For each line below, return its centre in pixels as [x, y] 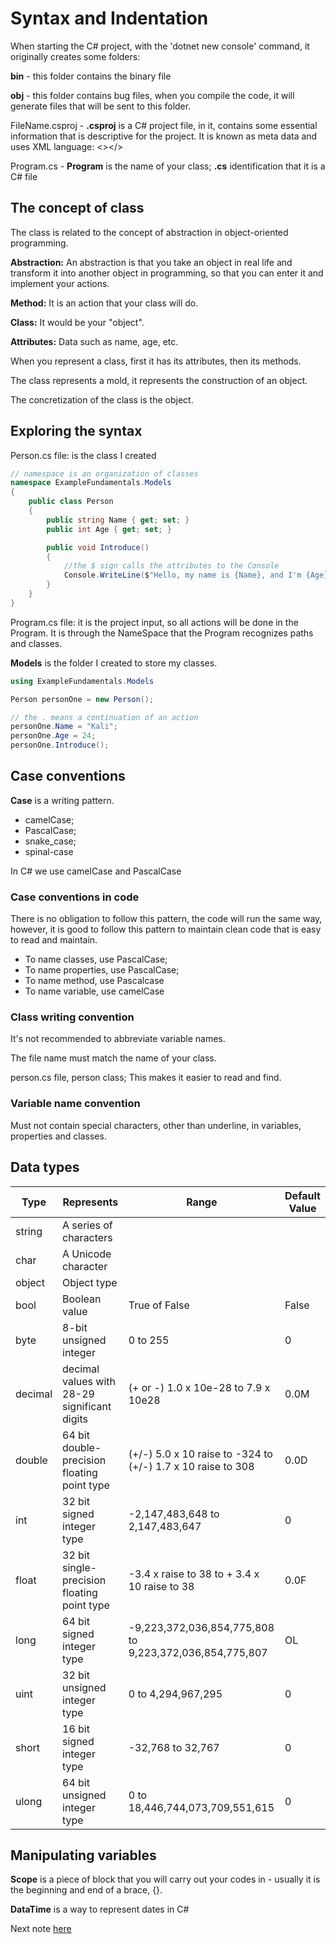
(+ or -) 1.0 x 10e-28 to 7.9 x [199, 1387]
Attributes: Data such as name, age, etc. [94, 341]
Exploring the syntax [76, 431]
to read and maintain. [54, 940]
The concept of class [77, 208]
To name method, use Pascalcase [94, 981]
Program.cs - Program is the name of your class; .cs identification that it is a [168, 166]
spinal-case [49, 851]
